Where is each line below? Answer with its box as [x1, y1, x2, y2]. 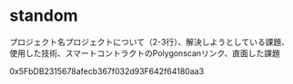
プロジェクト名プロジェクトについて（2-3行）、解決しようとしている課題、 [9, 36, 289, 47]
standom [9, 5, 79, 26]
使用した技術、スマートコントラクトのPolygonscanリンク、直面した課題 [9, 47, 280, 59]
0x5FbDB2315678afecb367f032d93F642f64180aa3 [9, 65, 205, 77]
